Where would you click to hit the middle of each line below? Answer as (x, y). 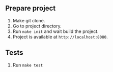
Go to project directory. (37, 26)
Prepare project (31, 8)
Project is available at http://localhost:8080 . (60, 37)
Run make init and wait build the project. (55, 31)
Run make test (28, 65)
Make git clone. (29, 20)
